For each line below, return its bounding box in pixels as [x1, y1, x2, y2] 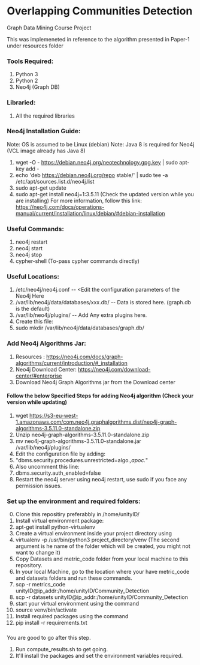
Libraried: [7, 98, 36, 107]
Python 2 [15, 77, 38, 85]
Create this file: [15, 318, 53, 325]
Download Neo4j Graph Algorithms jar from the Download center [15, 378, 175, 385]
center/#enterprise [15, 372, 62, 379]
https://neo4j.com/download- [78, 366, 151, 373]
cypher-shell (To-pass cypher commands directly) [15, 257, 140, 265]
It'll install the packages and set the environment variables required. [15, 652, 183, 660]
